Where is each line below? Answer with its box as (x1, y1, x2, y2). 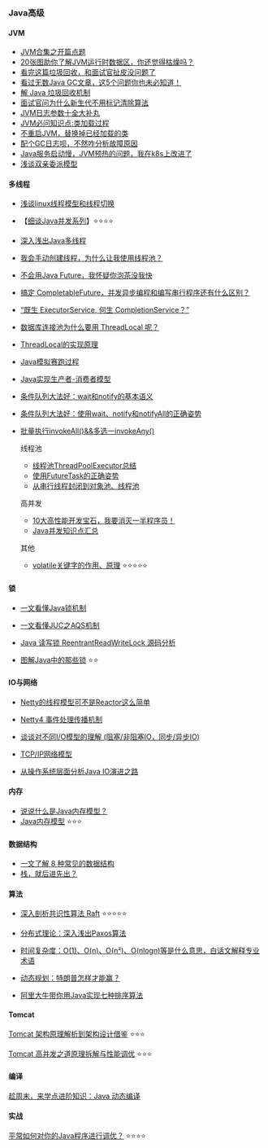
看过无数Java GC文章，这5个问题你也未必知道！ (19, 77, 182, 87)
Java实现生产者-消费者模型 (19, 375, 111, 384)
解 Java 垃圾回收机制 (19, 88, 91, 98)
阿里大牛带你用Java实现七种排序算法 (19, 991, 144, 1001)
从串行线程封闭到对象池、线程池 (32, 481, 140, 491)
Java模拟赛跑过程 (19, 357, 80, 367)
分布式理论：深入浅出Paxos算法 (19, 928, 127, 938)
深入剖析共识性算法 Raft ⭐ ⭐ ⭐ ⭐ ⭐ (19, 909, 128, 918)
